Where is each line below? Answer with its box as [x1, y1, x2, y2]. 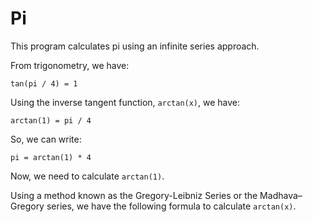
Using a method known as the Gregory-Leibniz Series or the [10, 189, 258, 201]
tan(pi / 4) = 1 [10, 78, 78, 89]
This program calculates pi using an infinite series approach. [10, 40, 260, 52]
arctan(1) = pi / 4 [10, 115, 92, 126]
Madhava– [259, 189, 303, 201]
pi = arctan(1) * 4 [10, 152, 92, 162]
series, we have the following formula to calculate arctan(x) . [46, 200, 297, 212]
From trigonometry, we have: [10, 59, 130, 71]
